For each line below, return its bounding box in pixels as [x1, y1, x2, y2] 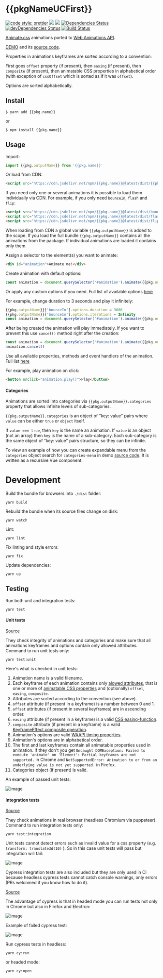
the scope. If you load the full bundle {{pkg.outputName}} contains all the [5, 232, 150, 238]
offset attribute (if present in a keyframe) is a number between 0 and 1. [12, 701, 155, 707]
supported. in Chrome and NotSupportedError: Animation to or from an [12, 757, 157, 763]
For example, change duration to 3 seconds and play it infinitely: [5, 298, 133, 304]
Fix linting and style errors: [5, 544, 59, 550]
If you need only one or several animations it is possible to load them [5, 190, 142, 196]
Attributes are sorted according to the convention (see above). [12, 696, 137, 702]
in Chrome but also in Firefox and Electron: [5, 904, 91, 910]
